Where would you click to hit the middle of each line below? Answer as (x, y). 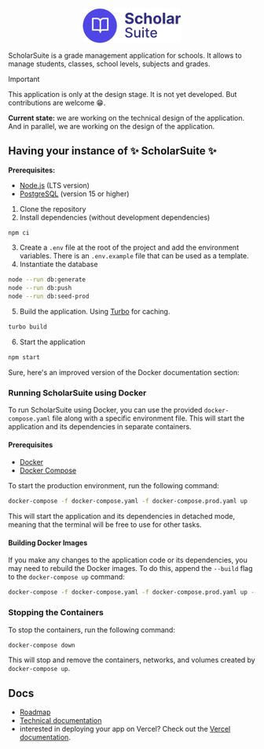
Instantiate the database (59, 265)
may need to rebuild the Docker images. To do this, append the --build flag (130, 569)
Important (24, 79)
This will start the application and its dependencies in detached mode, (122, 517)
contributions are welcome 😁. (57, 102)
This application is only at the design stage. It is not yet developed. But (123, 94)
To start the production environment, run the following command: (114, 486)
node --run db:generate (47, 280)
